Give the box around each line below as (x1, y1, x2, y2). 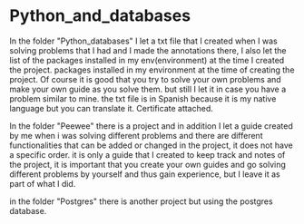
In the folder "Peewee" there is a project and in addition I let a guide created (9, 120, 293, 131)
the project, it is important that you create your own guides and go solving (9, 159, 286, 170)
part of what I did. (9, 178, 76, 189)
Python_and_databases (9, 5, 191, 26)
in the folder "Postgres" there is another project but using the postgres (9, 196, 274, 207)
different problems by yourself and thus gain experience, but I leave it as (9, 169, 280, 180)
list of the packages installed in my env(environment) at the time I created (9, 54, 285, 65)
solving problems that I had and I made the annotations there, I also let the (9, 44, 287, 55)
